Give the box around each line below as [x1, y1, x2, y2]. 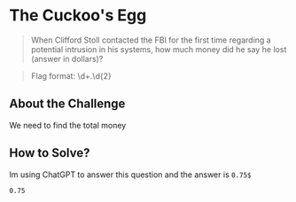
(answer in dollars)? [30, 53, 104, 64]
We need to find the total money [9, 120, 127, 130]
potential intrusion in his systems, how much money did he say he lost [30, 43, 287, 54]
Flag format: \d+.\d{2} [30, 70, 113, 81]
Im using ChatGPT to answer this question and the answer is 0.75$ [9, 169, 252, 180]
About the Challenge [9, 97, 126, 112]
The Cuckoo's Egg [9, 5, 147, 26]
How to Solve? [9, 145, 90, 160]
